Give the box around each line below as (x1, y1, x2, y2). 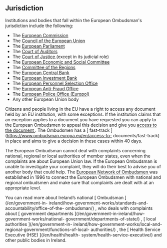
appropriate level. (5, 185, 41, 191)
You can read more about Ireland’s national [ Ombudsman (5, 194, 124, 200)
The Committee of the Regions (12, 64, 76, 70)
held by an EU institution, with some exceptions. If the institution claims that (5, 111, 161, 117)
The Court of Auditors (12, 48, 58, 54)
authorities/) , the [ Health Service (90, 226, 161, 232)
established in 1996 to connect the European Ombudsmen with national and (5, 174, 161, 180)
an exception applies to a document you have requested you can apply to (5, 116, 156, 122)
